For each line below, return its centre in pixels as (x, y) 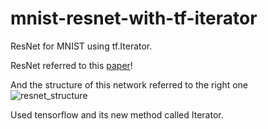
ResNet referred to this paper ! (71, 65)
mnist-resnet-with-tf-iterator (134, 18)
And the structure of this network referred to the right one (129, 84)
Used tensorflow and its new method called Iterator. (117, 114)
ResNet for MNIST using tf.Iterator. (81, 46)
